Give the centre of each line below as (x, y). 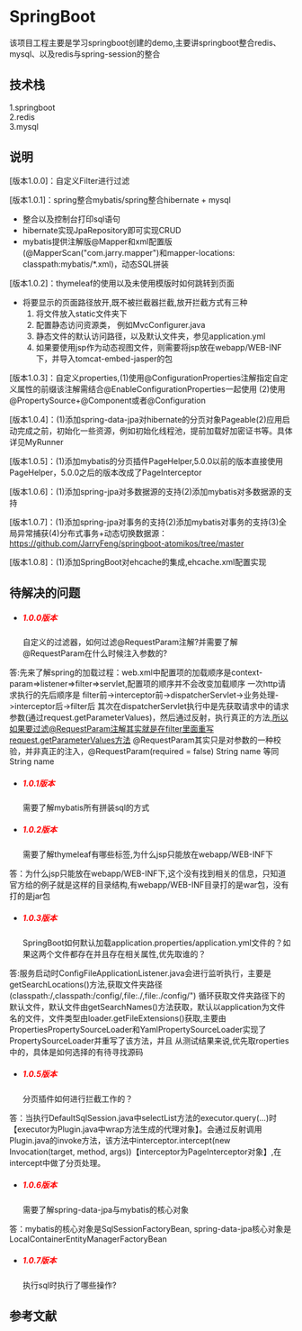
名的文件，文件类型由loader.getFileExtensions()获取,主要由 (118, 1018)
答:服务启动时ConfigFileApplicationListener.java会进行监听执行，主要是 (140, 973)
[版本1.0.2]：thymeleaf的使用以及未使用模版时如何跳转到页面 (122, 283)
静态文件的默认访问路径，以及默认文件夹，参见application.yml (151, 336)
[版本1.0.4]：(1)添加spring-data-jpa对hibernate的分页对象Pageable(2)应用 (146, 419)
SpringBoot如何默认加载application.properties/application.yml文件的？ (152, 943)
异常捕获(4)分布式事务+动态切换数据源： (92, 533)
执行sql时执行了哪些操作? (69, 1285)
